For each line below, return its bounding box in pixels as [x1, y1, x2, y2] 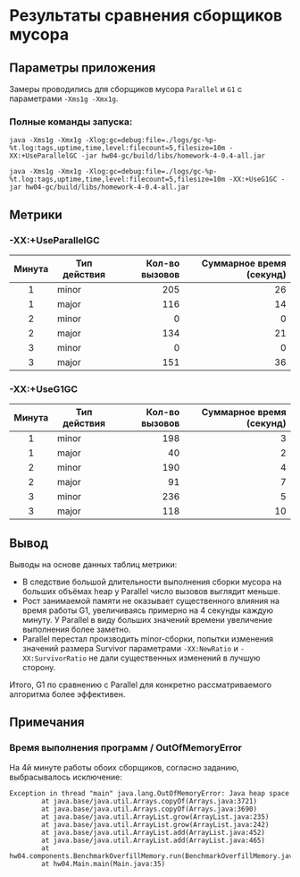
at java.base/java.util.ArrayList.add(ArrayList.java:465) [41, 836, 266, 845]
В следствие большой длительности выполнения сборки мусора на [21, 576, 282, 587]
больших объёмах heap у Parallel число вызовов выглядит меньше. [21, 586, 281, 597]
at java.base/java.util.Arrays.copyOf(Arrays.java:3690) [41, 805, 257, 813]
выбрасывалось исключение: [9, 771, 122, 782]
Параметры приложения [9, 60, 156, 75]
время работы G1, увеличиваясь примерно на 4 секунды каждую [21, 605, 274, 616]
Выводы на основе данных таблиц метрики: [9, 559, 178, 570]
